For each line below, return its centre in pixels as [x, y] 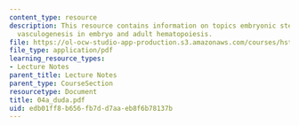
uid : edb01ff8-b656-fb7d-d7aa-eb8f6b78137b [91, 108]
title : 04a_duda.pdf [48, 100]
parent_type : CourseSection [61, 83]
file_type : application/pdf [61, 51]
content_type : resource [53, 17]
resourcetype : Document [53, 91]
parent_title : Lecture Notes [63, 75]
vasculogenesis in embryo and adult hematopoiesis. [115, 34]
